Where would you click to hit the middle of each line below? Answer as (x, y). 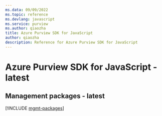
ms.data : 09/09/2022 (27, 10)
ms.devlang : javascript (30, 19)
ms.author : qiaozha (26, 28)
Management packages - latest (55, 96)
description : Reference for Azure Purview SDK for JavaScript (71, 42)
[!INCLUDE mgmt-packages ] (35, 108)
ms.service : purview (27, 24)
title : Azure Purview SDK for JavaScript (49, 33)
